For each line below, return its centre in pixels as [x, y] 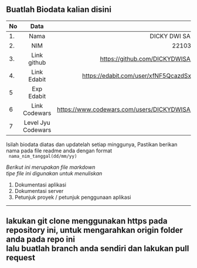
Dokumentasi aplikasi [40, 185]
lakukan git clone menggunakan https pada [87, 221]
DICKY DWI [166, 36]
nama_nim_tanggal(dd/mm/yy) [43, 156]
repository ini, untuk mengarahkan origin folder [94, 230]
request [21, 258]
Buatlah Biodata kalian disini [59, 10]
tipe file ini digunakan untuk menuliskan [54, 173]
